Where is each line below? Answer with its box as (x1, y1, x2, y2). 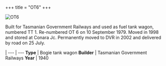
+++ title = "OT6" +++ (5, 5, 51, 10)
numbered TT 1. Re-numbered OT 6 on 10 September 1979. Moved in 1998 (5, 29, 159, 35)
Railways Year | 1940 (5, 55, 49, 61)
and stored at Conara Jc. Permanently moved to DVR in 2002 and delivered (5, 35, 161, 40)
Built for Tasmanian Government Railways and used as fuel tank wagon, (5, 24, 154, 30)
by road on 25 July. (5, 40, 45, 46)
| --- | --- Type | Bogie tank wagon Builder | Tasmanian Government (5, 50, 147, 55)
